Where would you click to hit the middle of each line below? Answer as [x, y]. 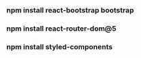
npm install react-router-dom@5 [61, 28]
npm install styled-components [60, 46]
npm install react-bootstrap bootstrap [70, 10]
